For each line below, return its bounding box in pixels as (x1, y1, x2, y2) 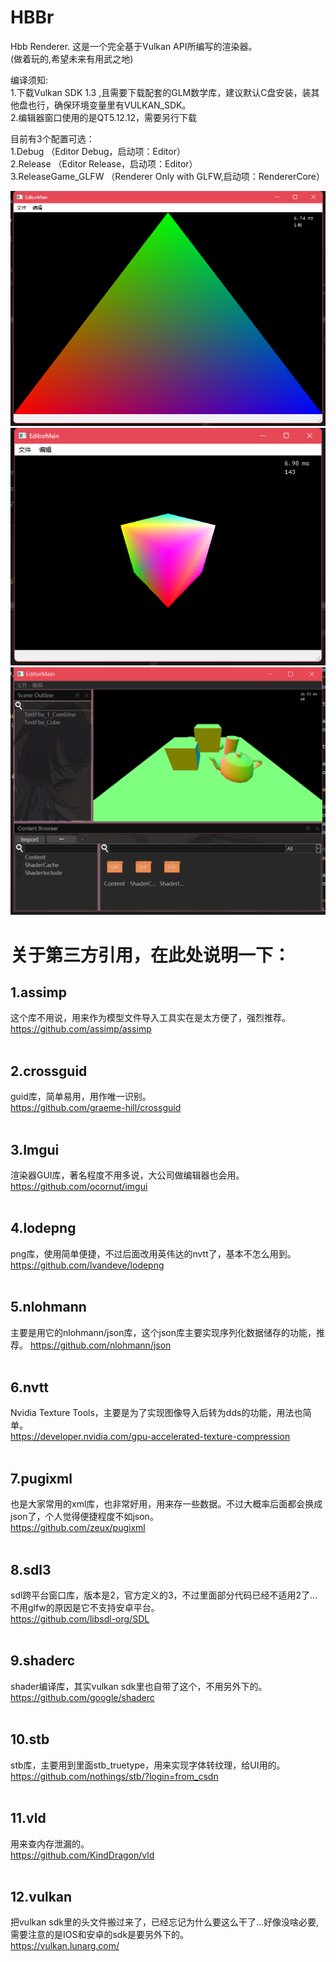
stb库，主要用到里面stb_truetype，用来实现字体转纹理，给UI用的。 (10, 1759, 286, 1771)
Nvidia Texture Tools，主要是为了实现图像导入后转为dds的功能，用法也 (10, 1407, 303, 1419)
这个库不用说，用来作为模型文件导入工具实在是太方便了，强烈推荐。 (10, 1012, 291, 1024)
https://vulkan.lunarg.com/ (10, 1940, 120, 1952)
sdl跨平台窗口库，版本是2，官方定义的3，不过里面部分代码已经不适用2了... (10, 1589, 318, 1601)
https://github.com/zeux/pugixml (10, 1522, 146, 1534)
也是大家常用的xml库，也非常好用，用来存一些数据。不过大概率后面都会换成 (10, 1498, 323, 1510)
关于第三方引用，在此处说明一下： (10, 944, 292, 966)
